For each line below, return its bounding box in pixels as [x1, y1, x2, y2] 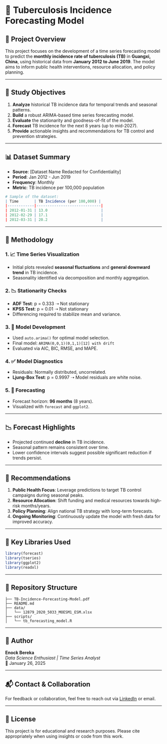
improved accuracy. [12, 519, 53, 525]
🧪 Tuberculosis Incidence [5, 4, 112, 16]
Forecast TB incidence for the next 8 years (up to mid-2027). [12, 122, 138, 128]
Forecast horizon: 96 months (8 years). [12, 398, 93, 404]
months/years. [21, 503, 51, 509]
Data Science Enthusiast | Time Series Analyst [5, 655, 100, 661]
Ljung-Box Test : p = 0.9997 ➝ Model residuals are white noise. [12, 374, 142, 380]
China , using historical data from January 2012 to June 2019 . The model [5, 59, 155, 64]
